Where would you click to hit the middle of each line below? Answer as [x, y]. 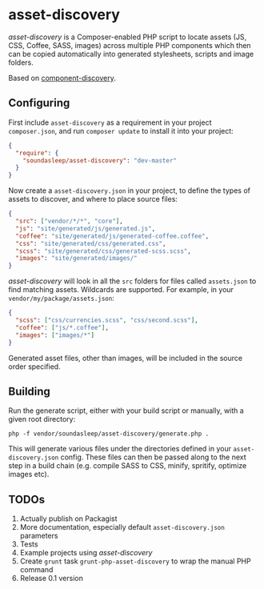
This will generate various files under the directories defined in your [120, 449]
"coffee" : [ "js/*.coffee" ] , [62, 327]
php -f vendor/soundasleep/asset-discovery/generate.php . [109, 434]
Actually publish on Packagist [68, 519]
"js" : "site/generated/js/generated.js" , [86, 228]
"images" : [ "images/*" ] [55, 335]
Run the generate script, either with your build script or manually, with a [126, 411]
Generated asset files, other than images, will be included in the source [125, 358]
